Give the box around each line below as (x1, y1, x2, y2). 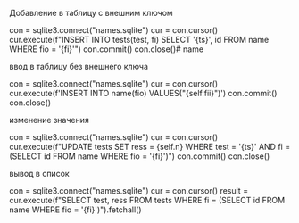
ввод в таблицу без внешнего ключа (9, 62, 149, 71)
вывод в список (9, 169, 70, 178)
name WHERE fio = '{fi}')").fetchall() (9, 204, 142, 215)
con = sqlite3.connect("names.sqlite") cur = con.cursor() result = (9, 186, 248, 195)
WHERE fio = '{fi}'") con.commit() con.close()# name (9, 44, 203, 54)
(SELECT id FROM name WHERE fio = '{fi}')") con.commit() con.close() (9, 151, 270, 161)
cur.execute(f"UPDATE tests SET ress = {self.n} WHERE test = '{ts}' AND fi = (9, 142, 291, 152)
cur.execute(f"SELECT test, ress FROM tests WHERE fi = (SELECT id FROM (9, 195, 286, 205)
